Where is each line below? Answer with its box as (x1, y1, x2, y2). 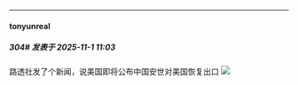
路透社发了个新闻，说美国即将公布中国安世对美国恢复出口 (9, 66, 219, 76)
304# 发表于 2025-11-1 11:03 (9, 42, 116, 53)
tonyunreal (9, 20, 51, 31)
